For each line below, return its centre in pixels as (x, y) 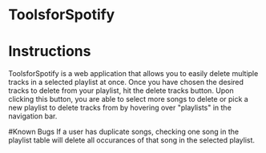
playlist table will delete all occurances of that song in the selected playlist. (131, 140)
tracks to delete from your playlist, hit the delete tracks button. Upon (121, 91)
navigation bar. (33, 116)
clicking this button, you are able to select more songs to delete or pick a (128, 99)
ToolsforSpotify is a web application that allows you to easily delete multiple (133, 74)
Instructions (50, 52)
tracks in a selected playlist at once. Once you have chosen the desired (126, 83)
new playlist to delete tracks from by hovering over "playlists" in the (120, 108)
